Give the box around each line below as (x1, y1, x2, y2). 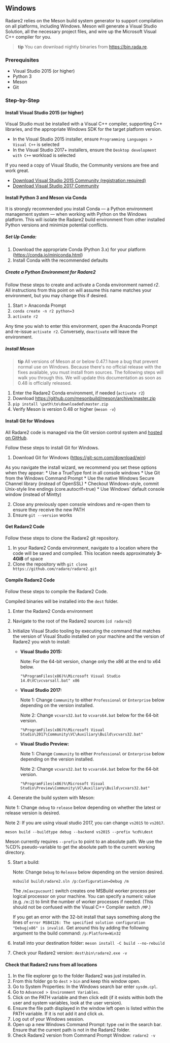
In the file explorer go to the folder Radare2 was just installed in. (12, 973, 147, 979)
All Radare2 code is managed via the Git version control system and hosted (5, 429, 162, 435)
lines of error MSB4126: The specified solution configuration (12, 919, 146, 925)
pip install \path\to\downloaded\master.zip (12, 402, 109, 407)
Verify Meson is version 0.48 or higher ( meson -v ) (12, 406, 116, 412)
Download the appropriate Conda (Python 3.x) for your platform (12, 246, 146, 252)
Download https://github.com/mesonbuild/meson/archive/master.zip (12, 396, 156, 402)
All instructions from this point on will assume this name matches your (5, 287, 152, 293)
